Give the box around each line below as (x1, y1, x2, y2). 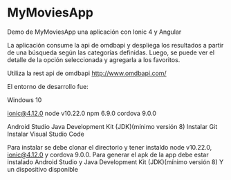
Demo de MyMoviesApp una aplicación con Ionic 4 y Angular (7, 28, 182, 36)
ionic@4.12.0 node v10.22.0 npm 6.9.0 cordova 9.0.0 (7, 109, 157, 117)
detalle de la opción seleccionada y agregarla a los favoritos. (7, 55, 181, 63)
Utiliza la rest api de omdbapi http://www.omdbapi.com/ (7, 69, 167, 77)
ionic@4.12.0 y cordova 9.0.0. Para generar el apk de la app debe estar (7, 150, 209, 159)
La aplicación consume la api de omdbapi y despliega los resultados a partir (7, 41, 224, 49)
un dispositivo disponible (7, 165, 78, 173)
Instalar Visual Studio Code (7, 130, 84, 138)
